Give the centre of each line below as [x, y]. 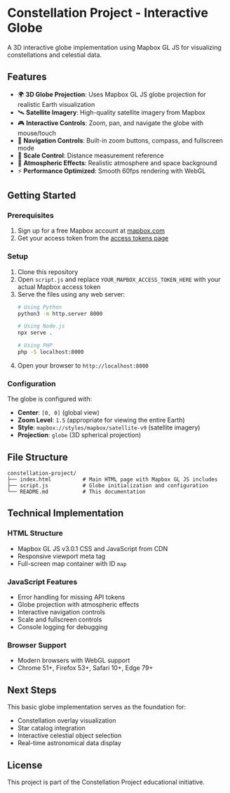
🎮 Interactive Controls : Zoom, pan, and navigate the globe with [110, 123]
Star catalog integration [51, 728]
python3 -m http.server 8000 [60, 314]
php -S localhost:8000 [50, 352]
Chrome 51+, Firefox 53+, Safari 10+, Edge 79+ [85, 668]
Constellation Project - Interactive [108, 13]
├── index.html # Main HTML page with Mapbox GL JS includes [113, 479]
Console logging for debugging [62, 627]
